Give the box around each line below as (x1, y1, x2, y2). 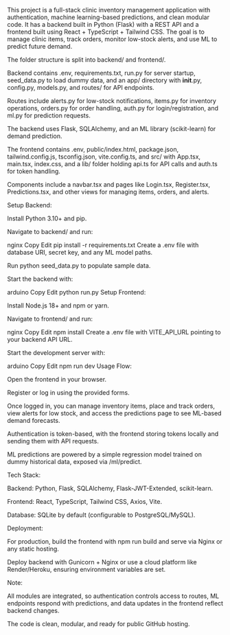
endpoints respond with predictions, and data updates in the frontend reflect (7, 599, 224, 607)
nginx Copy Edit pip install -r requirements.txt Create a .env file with (7, 241, 199, 249)
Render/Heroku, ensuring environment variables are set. (7, 566, 166, 573)
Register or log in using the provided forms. (7, 389, 130, 397)
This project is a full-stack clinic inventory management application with (7, 6, 211, 14)
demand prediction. (7, 132, 63, 140)
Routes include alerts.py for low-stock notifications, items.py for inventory (7, 97, 216, 105)
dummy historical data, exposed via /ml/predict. (7, 458, 142, 465)
